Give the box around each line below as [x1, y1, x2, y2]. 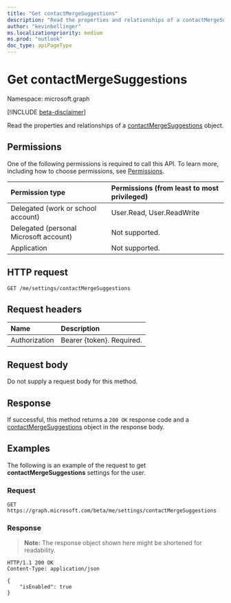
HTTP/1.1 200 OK [7, 560, 54, 566]
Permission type [10, 187, 66, 197]
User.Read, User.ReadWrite [111, 207, 200, 217]
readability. [23, 546, 56, 555]
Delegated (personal [10, 223, 77, 233]
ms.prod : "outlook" [7, 36, 63, 43]
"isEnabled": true [19, 584, 72, 591]
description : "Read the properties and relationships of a [7, 17, 180, 23]
